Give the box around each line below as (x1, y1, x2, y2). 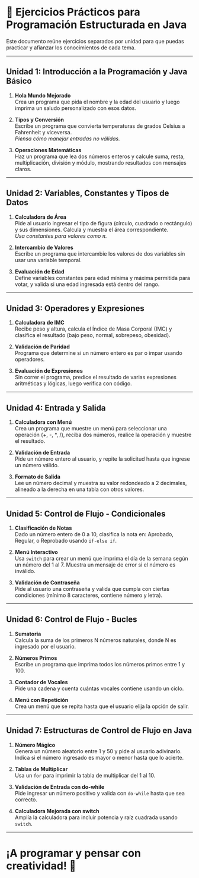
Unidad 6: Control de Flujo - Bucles (6, 615, 137, 625)
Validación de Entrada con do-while (14, 783, 105, 790)
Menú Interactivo (14, 549, 58, 555)
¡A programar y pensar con (6, 846, 141, 860)
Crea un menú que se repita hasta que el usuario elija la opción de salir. (14, 703, 190, 710)
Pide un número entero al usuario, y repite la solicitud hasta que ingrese (14, 455, 191, 462)
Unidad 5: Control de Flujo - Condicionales (6, 508, 166, 519)
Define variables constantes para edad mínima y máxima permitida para (14, 274, 191, 281)
